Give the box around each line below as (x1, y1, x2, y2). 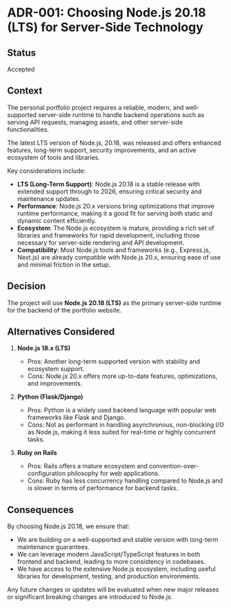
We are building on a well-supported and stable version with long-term (17, 536, 219, 544)
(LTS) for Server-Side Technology (7, 19, 203, 35)
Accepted (7, 65, 35, 73)
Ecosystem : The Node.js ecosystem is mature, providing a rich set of (17, 224, 215, 232)
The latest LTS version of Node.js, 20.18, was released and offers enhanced (7, 138, 222, 147)
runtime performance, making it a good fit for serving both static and (17, 209, 212, 218)
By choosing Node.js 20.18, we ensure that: (7, 522, 130, 531)
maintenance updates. (17, 194, 81, 202)
